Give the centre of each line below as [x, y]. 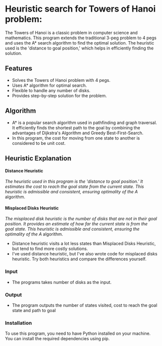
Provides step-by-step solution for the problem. [59, 95]
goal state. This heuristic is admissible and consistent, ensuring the [72, 229]
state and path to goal [34, 310]
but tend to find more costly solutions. [50, 249]
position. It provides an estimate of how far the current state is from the [76, 224]
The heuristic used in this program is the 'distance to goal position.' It [74, 181]
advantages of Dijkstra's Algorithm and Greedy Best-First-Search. [78, 133]
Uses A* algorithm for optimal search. [49, 85]
